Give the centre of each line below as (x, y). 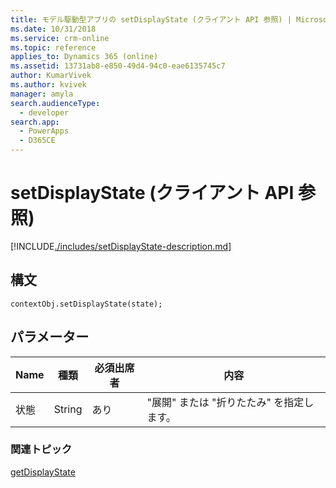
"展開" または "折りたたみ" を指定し (230, 402)
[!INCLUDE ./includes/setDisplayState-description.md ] (121, 246)
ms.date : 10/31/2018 (53, 29)
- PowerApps (44, 131)
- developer (44, 112)
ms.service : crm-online (60, 38)
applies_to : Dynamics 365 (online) (84, 57)
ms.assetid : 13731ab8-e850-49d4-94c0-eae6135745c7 (118, 66)
